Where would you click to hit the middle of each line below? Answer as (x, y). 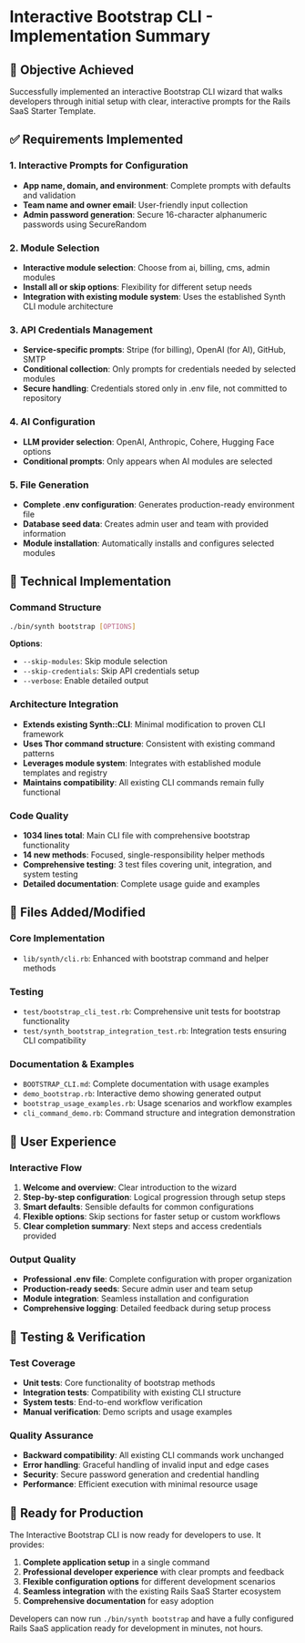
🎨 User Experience (63, 1141)
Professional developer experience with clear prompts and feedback (153, 1572)
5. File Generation (49, 485)
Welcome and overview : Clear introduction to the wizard (129, 1187)
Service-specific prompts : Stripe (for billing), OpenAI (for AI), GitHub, (154, 350)
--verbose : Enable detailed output (86, 681)
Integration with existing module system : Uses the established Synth (154, 296)
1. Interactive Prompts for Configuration (99, 166)
